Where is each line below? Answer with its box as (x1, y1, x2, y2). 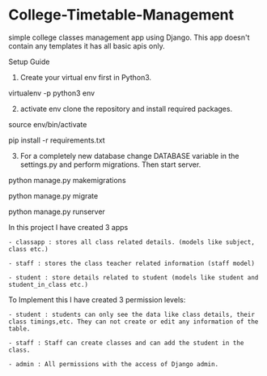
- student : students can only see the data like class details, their (8, 310, 255, 318)
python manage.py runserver (8, 207, 105, 216)
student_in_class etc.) (8, 280, 89, 288)
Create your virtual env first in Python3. (19, 72, 152, 82)
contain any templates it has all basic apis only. (8, 41, 165, 50)
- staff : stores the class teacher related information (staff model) (8, 259, 255, 267)
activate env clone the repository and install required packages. (19, 104, 233, 113)
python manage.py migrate (8, 190, 99, 200)
